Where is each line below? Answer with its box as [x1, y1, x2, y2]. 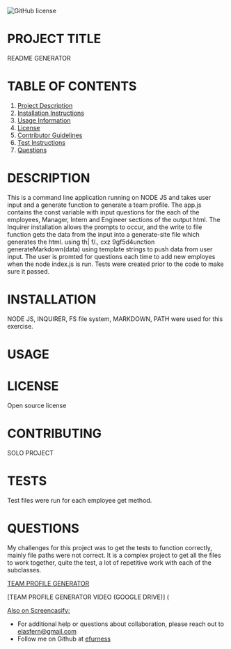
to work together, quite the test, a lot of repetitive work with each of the [7, 558, 212, 567]
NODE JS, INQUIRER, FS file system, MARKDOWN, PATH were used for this [7, 314, 223, 323]
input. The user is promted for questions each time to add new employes [7, 252, 216, 260]
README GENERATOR [7, 54, 71, 62]
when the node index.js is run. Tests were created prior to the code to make [7, 260, 224, 268]
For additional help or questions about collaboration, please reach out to [17, 620, 225, 628]
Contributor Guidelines [17, 131, 83, 139]
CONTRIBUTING [7, 425, 102, 441]
